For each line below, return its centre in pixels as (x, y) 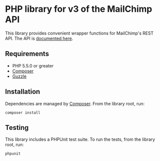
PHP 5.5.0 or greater (33, 65)
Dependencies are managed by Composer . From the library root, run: (75, 103)
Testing (17, 127)
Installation (23, 92)
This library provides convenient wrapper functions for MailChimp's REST (79, 33)
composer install (23, 113)
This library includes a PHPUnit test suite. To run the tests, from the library (80, 139)
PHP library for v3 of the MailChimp (79, 9)
